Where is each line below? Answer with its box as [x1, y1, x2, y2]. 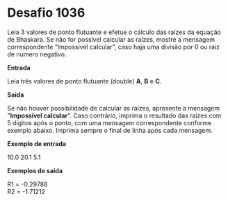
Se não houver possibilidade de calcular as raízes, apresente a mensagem [7, 104, 220, 112]
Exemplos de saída [7, 166, 63, 175]
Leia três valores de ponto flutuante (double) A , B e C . [7, 77, 162, 85]
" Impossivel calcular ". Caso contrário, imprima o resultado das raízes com [7, 111, 222, 120]
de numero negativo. [7, 50, 67, 58]
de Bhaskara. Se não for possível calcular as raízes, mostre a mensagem [7, 35, 215, 43]
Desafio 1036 [7, 5, 85, 21]
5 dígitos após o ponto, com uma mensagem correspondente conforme [7, 118, 212, 127]
